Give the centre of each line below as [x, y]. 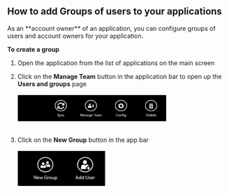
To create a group [33, 49]
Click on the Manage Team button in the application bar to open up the [119, 76]
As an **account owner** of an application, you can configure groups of [112, 28]
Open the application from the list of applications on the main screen [116, 63]
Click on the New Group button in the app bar [83, 140]
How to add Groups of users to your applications [114, 12]
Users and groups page [52, 84]
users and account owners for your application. [75, 36]
